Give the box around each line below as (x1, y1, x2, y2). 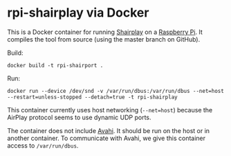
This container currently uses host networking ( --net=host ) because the (7, 105, 213, 114)
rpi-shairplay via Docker (7, 5, 149, 21)
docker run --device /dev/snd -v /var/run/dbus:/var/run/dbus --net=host (7, 87, 225, 94)
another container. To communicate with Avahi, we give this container (7, 134, 206, 142)
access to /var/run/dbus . (7, 141, 79, 150)
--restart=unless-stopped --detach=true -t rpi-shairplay (7, 94, 178, 101)
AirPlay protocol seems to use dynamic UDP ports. (7, 113, 151, 121)
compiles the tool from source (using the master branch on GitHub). (7, 35, 201, 43)
